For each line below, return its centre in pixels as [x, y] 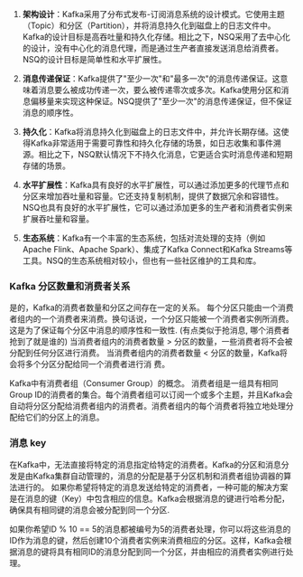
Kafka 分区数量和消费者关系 [70, 286]
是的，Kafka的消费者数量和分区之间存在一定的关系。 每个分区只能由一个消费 [151, 307]
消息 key [28, 443]
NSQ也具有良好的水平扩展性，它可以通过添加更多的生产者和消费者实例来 [157, 208]
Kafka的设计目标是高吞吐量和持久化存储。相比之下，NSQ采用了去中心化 [156, 37]
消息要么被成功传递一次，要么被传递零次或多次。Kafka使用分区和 [160, 90]
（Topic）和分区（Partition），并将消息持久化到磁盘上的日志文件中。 [149, 25]
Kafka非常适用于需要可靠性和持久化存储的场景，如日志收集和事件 [151, 143]
